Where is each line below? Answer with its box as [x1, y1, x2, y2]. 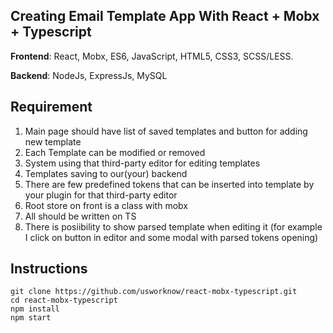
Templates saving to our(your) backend [24, 167, 188, 179]
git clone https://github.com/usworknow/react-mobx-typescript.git [10, 287, 298, 297]
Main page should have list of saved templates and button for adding [24, 125, 308, 137]
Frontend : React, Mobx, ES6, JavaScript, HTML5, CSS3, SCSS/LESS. [10, 50, 294, 62]
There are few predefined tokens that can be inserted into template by [24, 178, 315, 190]
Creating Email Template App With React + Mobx [10, 8, 320, 25]
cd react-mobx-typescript [10, 295, 118, 306]
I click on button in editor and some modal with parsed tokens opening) [24, 231, 319, 243]
